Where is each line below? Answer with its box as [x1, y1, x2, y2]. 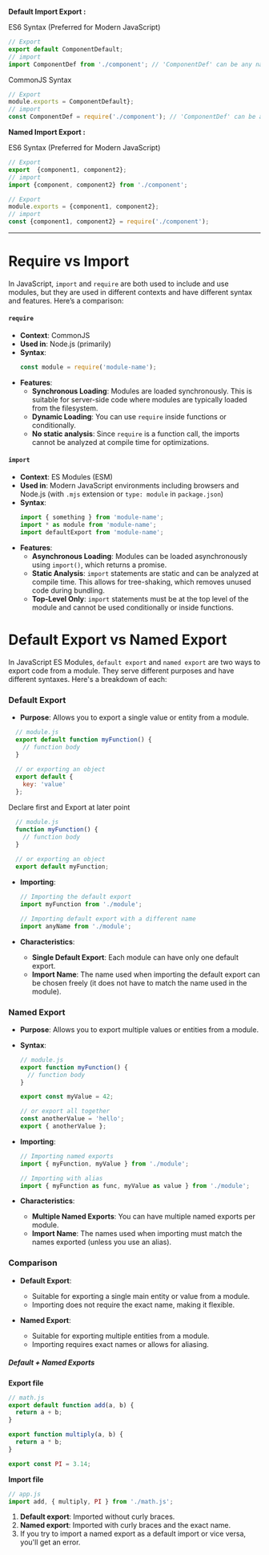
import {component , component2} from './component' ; [8, 181, 188, 189]
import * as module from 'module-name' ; [19, 521, 157, 529]
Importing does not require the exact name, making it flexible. [31, 1300, 235, 1309]
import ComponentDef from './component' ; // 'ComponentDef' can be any [8, 60, 252, 68]
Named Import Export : [8, 128, 86, 137]
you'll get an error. [19, 1537, 81, 1547]
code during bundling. [31, 586, 106, 595]
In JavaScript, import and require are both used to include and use [8, 279, 230, 288]
